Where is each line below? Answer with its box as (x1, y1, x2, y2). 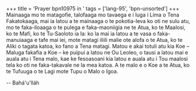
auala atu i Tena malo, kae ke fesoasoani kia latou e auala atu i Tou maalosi (6, 56, 188, 62)
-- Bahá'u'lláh (6, 79, 40, 86)
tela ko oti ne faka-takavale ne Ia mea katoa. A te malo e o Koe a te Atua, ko (6, 61, 190, 69)
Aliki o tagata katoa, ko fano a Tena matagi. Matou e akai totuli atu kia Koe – (6, 43, 190, 50)
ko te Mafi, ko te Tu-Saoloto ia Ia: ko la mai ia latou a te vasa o (6, 30, 156, 37)
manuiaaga (6, 37, 34, 43)
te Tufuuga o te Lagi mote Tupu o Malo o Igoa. (6, 68, 119, 74)
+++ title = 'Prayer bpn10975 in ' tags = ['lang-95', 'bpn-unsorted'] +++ (6, 5, 180, 12)
